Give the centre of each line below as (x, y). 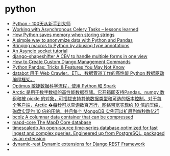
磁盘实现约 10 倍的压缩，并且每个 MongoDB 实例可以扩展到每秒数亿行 (86, 111)
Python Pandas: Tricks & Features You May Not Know (68, 67)
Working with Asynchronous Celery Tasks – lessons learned (75, 29)
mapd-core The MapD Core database (52, 122)
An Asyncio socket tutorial (40, 51)
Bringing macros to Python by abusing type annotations (71, 45)
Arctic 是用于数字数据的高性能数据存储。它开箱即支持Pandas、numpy (86, 92)
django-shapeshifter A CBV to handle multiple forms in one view (80, 56)
